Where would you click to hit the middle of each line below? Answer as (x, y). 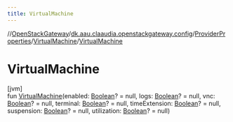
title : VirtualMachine (40, 14)
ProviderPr (210, 33)
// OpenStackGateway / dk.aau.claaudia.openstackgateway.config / (101, 33)
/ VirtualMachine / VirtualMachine (77, 41)
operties (19, 41)
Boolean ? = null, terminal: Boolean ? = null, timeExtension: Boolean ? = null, (114, 103)
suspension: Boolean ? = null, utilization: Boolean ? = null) (89, 110)
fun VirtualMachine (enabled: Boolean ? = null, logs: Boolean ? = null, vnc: (111, 96)
